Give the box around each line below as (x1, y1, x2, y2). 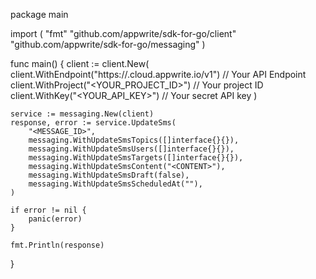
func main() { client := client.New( (10, 58, 150, 69)
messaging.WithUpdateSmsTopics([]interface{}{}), (28, 135, 240, 145)
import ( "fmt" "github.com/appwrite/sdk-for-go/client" (10, 28, 237, 39)
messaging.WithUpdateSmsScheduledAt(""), (28, 179, 203, 189)
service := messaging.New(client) (10, 109, 155, 119)
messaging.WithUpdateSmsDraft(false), (28, 170, 190, 180)
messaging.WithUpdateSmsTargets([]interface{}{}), (28, 153, 244, 163)
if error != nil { (10, 205, 87, 215)
